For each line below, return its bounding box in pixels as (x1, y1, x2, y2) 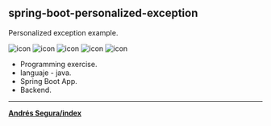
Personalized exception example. (8, 27, 119, 37)
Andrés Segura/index (8, 108, 82, 118)
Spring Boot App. (19, 76, 78, 86)
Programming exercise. (19, 59, 98, 69)
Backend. (19, 85, 52, 94)
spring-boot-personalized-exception (8, 6, 198, 20)
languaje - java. (19, 68, 72, 78)
